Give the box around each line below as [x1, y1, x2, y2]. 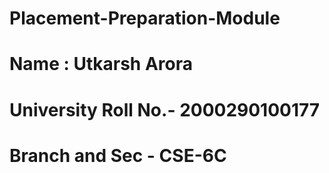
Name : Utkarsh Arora [9, 53, 193, 76]
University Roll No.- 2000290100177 [9, 98, 321, 121]
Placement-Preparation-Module [9, 7, 281, 30]
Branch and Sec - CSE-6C [9, 144, 227, 167]
